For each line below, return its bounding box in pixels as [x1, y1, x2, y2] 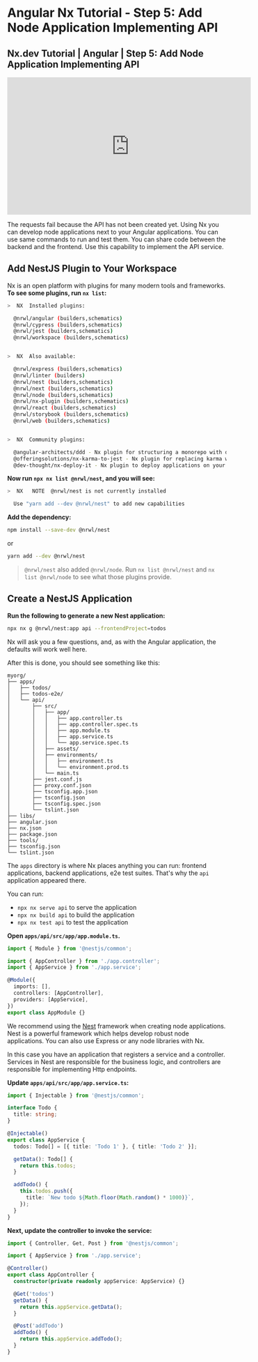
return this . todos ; [19, 1162, 76, 1169]
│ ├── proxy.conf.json [7, 781, 92, 789]
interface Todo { [7, 1105, 58, 1112]
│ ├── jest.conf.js [7, 776, 82, 783]
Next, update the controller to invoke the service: [7, 1226, 152, 1234]
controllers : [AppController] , [13, 989, 104, 996]
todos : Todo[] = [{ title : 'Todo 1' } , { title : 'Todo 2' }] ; [13, 1143, 197, 1150]
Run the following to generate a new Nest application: [7, 611, 166, 620]
